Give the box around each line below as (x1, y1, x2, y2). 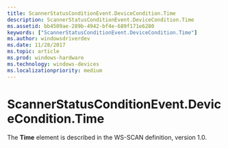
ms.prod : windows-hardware (7, 55, 84, 61)
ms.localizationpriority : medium (7, 67, 103, 74)
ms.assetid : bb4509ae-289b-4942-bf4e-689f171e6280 (7, 23, 155, 29)
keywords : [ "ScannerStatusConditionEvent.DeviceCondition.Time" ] (7, 29, 197, 36)
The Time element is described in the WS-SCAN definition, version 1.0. (7, 134, 207, 142)
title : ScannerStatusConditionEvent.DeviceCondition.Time (7, 10, 176, 17)
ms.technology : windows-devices (7, 61, 99, 68)
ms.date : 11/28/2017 (7, 42, 66, 48)
